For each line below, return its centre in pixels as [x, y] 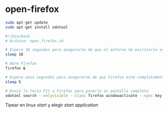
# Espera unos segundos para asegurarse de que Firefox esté [70, 77]
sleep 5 [13, 82]
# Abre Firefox [21, 63]
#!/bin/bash [17, 36]
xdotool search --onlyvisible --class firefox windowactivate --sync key [84, 95]
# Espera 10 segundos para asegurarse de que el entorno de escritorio [81, 50]
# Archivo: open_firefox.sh [34, 41]
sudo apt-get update [27, 22]
